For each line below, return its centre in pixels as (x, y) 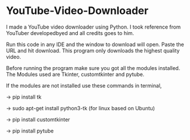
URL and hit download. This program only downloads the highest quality (93, 50)
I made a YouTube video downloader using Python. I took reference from (94, 27)
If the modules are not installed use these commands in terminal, (84, 85)
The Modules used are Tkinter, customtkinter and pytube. (75, 74)
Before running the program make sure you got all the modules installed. (93, 68)
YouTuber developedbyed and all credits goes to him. (70, 33)
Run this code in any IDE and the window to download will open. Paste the (95, 44)
